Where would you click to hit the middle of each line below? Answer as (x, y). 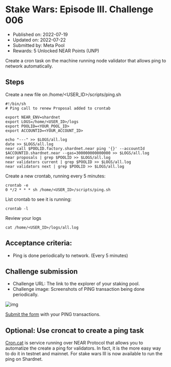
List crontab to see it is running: (39, 199)
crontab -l (17, 209)
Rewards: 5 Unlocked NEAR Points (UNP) (56, 51)
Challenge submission (42, 271)
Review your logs (23, 218)
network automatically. (29, 66)
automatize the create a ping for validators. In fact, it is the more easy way (83, 348)
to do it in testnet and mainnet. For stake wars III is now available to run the (84, 354)
